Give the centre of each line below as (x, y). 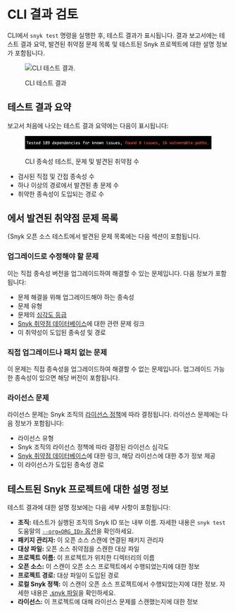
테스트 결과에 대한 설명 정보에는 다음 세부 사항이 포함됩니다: (89, 508)
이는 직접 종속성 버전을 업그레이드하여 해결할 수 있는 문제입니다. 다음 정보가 (110, 273)
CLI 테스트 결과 (46, 82)
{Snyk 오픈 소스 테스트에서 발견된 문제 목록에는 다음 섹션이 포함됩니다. (104, 236)
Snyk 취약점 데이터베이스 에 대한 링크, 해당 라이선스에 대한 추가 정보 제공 (116, 456)
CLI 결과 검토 (43, 14)
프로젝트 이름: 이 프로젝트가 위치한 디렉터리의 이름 (86, 558)
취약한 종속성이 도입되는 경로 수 (61, 194)
